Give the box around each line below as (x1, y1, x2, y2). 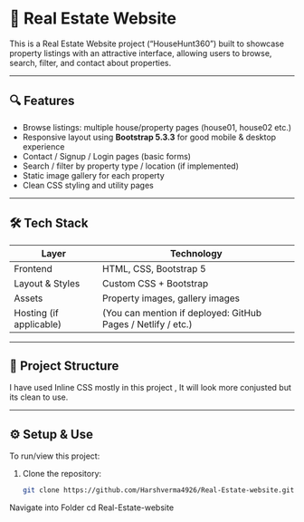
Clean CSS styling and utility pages (22, 179, 154, 190)
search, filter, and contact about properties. (9, 57, 172, 68)
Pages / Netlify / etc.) (102, 317, 193, 330)
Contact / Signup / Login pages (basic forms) (22, 150, 192, 161)
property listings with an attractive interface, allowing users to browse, (9, 47, 272, 58)
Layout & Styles (14, 276, 81, 289)
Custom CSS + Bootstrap (102, 276, 209, 289)
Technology (170, 246, 223, 259)
